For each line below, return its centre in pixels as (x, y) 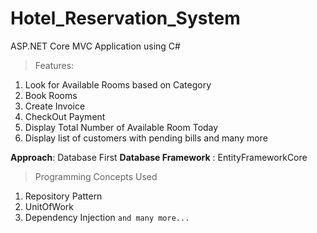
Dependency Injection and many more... (107, 217)
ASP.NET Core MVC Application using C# (95, 46)
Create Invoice (55, 106)
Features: (54, 65)
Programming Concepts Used (96, 176)
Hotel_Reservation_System (125, 18)
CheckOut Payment (65, 116)
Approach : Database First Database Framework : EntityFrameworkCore (159, 157)
